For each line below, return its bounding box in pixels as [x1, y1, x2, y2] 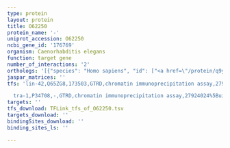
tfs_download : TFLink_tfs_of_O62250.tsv [7, 106, 125, 112]
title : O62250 [7, 23, 48, 29]
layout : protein [7, 16, 53, 23]
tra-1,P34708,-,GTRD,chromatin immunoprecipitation [13, 92, 164, 99]
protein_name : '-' [7, 29, 60, 36]
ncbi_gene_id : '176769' [7, 42, 75, 49]
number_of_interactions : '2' [7, 61, 90, 68]
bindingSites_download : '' [7, 118, 84, 125]
